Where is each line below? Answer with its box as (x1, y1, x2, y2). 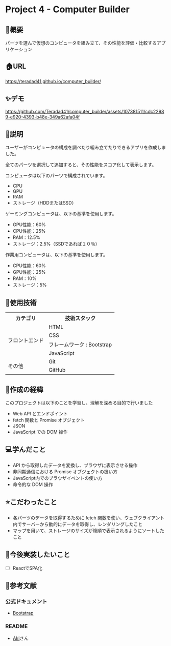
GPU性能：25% (12, 269, 46, 275)
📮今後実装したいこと (5, 550, 70, 559)
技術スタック (64, 315, 96, 322)
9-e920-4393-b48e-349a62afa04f (5, 114, 80, 120)
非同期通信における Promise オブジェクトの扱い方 (12, 468, 118, 475)
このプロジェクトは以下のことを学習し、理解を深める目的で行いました (5, 400, 153, 406)
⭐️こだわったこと (5, 498, 57, 507)
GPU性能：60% (12, 221, 46, 228)
